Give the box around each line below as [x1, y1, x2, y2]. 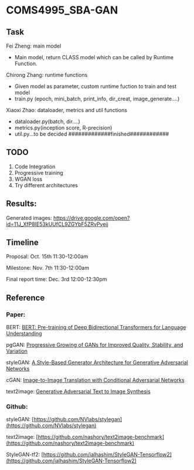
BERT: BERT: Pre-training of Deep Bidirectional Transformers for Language [6, 324, 186, 331]
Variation [6, 347, 28, 355]
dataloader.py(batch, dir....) [14, 118, 80, 125]
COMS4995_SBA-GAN [6, 4, 118, 17]
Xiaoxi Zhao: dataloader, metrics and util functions [6, 107, 128, 113]
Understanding [6, 330, 42, 337]
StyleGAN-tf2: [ [6, 451, 44, 458]
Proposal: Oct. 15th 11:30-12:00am [6, 253, 89, 260]
